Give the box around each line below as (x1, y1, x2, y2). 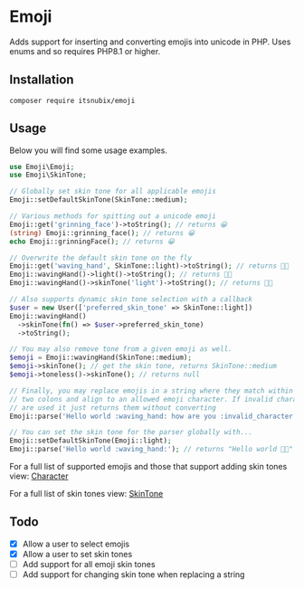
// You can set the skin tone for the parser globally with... (9, 428, 253, 437)
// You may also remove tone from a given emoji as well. (9, 345, 233, 354)
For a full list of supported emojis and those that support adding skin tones (9, 461, 288, 472)
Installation (9, 72, 74, 88)
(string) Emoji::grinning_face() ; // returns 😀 (9, 228, 195, 237)
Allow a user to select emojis (22, 538, 129, 549)
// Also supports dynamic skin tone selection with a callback (9, 295, 253, 304)
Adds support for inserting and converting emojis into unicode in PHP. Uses (9, 36, 291, 47)
